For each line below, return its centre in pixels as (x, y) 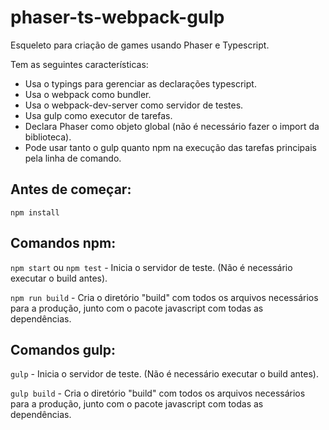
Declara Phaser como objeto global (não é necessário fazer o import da (172, 126)
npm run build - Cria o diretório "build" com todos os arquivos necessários (164, 297)
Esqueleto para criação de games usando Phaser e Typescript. (140, 45)
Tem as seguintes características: (79, 64)
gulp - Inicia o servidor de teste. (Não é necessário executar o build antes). (164, 374)
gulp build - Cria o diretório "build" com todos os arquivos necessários (158, 393)
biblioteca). (48, 137)
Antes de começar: (71, 189)
